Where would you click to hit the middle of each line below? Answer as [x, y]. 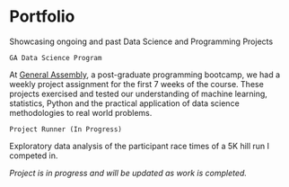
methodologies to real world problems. [81, 112]
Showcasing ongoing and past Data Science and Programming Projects [141, 41]
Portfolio [42, 17]
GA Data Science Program [56, 58]
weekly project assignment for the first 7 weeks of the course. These [137, 84]
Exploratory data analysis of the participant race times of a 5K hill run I [140, 146]
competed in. [34, 156]
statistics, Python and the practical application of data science [124, 103]
